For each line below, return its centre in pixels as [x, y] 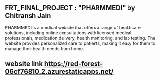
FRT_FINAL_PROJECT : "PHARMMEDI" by [70, 8]
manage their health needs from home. [45, 48]
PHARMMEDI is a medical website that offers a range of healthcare [73, 27]
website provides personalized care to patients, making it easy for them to [80, 43]
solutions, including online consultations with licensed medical [68, 33]
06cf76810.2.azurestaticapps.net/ [59, 71]
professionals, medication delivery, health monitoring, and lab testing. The [80, 38]
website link [24, 64]
